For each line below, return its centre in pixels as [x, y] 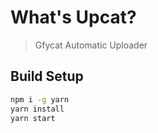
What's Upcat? [73, 17]
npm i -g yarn [40, 99]
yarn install [37, 109]
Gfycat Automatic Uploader [91, 45]
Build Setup [47, 76]
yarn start [33, 118]
